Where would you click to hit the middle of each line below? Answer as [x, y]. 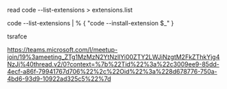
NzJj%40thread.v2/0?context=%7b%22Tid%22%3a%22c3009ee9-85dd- [113, 64]
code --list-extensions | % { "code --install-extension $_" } [90, 23]
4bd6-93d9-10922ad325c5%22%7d [59, 79]
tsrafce [17, 36]
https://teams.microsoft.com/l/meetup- [63, 50]
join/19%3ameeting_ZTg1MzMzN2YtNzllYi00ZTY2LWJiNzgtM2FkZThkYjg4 [113, 57]
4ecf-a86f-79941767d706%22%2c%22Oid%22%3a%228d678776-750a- [112, 72]
